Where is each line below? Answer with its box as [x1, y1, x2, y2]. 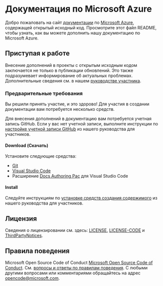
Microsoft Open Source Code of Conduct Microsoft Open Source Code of [5, 260, 153, 266]
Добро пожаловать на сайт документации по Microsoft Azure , [5, 20, 134, 25]
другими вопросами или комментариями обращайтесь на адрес [5, 270, 141, 276]
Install [5, 184, 18, 190]
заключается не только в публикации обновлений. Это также [5, 67, 133, 73]
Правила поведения [5, 246, 70, 255]
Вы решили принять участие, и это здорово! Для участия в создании [5, 101, 150, 107]
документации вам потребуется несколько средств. [5, 106, 115, 112]
